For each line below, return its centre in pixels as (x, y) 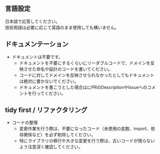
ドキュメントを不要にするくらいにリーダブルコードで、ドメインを (85, 63)
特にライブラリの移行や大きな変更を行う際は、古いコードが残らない (87, 141)
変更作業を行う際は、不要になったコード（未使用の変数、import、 (85, 129)
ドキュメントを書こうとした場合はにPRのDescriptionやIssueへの (83, 87)
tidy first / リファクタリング (46, 110)
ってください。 (51, 93)
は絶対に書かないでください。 (49, 81)
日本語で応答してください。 (33, 21)
